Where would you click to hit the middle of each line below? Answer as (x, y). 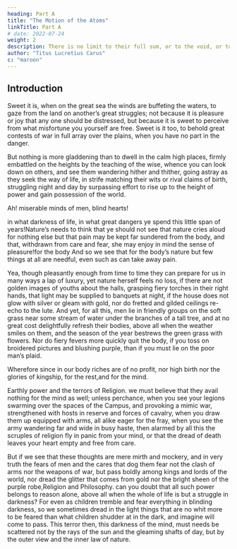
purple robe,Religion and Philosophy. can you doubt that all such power (111, 486)
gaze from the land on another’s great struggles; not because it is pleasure (116, 113)
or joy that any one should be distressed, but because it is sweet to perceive (118, 120)
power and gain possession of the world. (67, 194)
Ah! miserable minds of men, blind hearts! (68, 208)
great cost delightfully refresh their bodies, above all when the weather (110, 325)
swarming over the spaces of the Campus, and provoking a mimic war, (110, 405)
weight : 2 (22, 40)
